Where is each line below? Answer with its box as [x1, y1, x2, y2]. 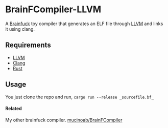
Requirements [5, 41, 51, 50]
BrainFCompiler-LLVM [5, 4, 102, 15]
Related [5, 105, 22, 112]
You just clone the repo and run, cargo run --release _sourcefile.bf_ [5, 94, 154, 100]
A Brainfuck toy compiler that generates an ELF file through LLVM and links [5, 20, 163, 27]
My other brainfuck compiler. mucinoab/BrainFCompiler [5, 117, 123, 123]
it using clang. [5, 26, 35, 32]
